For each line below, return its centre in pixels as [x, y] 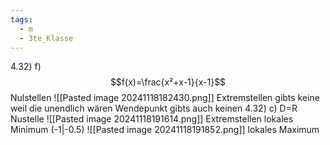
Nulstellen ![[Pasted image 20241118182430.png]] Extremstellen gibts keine [165, 98]
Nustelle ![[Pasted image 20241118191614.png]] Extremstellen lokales [152, 119]
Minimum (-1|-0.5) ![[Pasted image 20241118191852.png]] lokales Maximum [165, 130]
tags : [21, 19]
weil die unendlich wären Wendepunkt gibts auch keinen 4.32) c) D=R [154, 108]
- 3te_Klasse [46, 38]
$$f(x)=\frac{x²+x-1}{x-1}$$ [168, 82]
